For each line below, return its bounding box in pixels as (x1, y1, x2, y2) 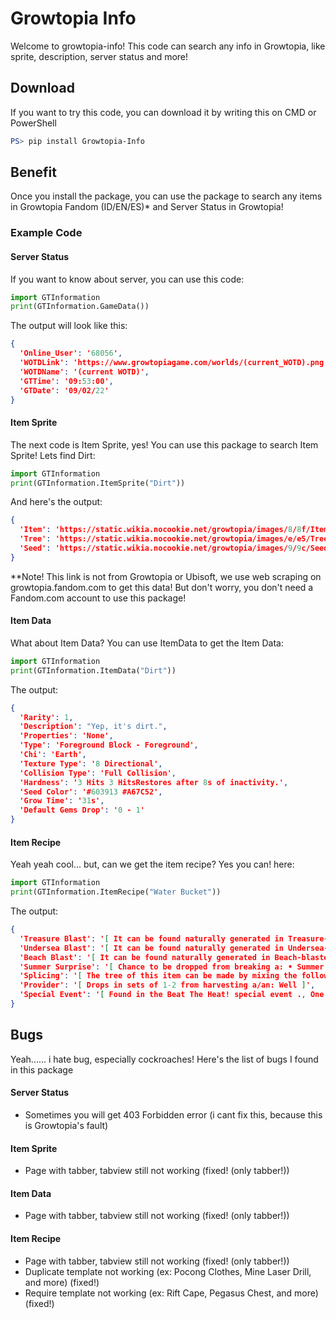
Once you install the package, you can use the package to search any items (10, 190, 323, 202)
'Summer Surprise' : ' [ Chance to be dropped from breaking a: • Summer (19, 962, 325, 972)
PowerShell (10, 117, 57, 129)
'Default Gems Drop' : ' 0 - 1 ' (19, 805, 145, 816)
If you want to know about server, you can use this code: (10, 273, 245, 285)
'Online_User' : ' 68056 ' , (19, 348, 123, 359)
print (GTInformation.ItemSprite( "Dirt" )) (10, 478, 186, 488)
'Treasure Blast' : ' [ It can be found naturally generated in (19, 933, 284, 944)
